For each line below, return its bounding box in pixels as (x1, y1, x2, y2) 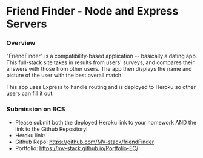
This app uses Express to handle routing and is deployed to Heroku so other (6, 84, 196, 91)
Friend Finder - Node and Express (6, 4, 179, 18)
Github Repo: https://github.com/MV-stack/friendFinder (15, 138, 155, 145)
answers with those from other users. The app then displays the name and (6, 65, 192, 73)
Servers (6, 17, 47, 31)
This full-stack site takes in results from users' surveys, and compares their (6, 59, 195, 66)
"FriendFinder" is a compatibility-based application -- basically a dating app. (6, 53, 198, 60)
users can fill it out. (6, 90, 55, 97)
